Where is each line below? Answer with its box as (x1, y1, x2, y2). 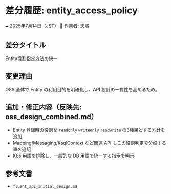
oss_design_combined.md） (5, 112, 98, 121)
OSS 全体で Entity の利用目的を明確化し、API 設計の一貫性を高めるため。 (5, 86, 160, 92)
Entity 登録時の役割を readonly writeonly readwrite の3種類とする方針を (12, 127, 165, 133)
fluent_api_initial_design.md (12, 184, 78, 189)
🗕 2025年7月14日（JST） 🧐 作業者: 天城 (5, 23, 90, 29)
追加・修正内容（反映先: (5, 103, 82, 111)
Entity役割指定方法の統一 (5, 55, 58, 62)
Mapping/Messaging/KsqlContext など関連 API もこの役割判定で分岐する (12, 140, 166, 146)
